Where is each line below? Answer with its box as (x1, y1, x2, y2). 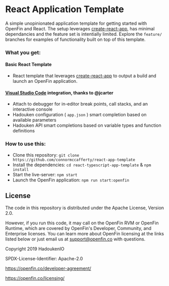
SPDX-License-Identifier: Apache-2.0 (5, 256, 83, 262)
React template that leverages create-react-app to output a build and (12, 73, 157, 79)
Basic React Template (5, 62, 52, 68)
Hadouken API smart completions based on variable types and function (12, 122, 162, 128)
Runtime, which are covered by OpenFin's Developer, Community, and (5, 225, 152, 231)
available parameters (12, 117, 57, 123)
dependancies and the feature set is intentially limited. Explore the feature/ (5, 31, 162, 37)
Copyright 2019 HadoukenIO (5, 246, 65, 252)
